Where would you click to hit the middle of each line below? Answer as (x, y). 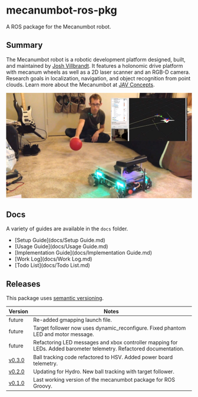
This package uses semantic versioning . (55, 298)
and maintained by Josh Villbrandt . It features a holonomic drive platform (95, 66)
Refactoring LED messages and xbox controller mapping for (105, 343)
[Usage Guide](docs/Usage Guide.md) (61, 246)
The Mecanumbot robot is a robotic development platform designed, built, (96, 59)
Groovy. (43, 386)
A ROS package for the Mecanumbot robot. (59, 27)
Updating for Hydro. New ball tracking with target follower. (104, 371)
